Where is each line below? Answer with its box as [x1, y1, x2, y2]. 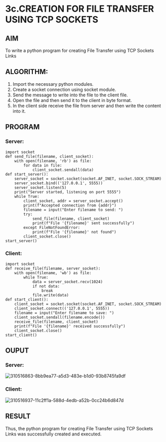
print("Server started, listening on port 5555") [14, 189, 121, 194]
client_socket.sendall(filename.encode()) [14, 315, 105, 320]
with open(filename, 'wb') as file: [14, 270, 92, 276]
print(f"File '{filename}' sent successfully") [32, 220, 135, 226]
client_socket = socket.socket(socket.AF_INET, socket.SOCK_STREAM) [14, 301, 162, 307]
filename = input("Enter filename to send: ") [23, 207, 123, 212]
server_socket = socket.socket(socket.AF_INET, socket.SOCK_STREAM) [14, 176, 162, 181]
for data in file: [23, 163, 62, 168]
